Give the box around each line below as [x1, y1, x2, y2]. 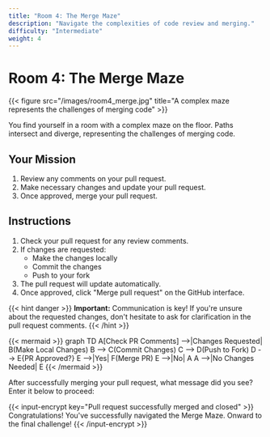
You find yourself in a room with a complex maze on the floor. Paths [8, 121, 234, 130]
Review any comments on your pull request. [19, 174, 167, 183]
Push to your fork [32, 270, 91, 280]
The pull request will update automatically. [19, 278, 162, 288]
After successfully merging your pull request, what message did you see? [8, 377, 253, 387]
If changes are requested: [19, 244, 107, 254]
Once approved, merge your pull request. [19, 191, 158, 201]
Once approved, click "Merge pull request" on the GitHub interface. [19, 287, 245, 297]
